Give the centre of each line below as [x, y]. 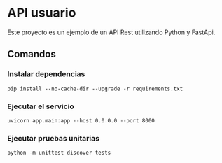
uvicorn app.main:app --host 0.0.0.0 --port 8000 [81, 120]
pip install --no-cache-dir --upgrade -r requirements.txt [95, 89]
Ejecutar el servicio [41, 106]
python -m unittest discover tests [59, 153]
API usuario [42, 13]
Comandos [32, 54]
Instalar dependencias [46, 74]
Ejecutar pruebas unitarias [54, 138]
